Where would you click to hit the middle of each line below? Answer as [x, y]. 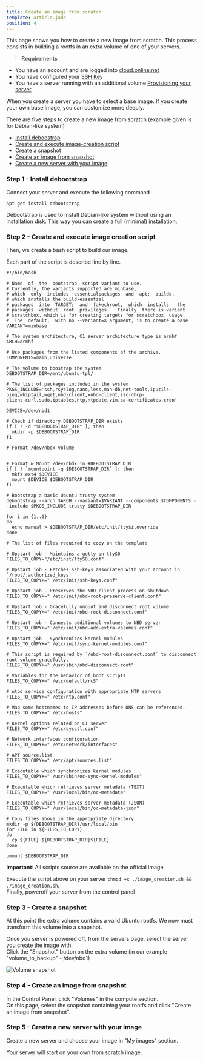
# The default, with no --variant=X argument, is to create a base [97, 320]
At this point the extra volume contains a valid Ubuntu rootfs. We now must [100, 921]
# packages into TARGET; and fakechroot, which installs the [96, 304]
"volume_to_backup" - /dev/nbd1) [48, 958]
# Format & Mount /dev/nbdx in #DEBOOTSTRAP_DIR [69, 463]
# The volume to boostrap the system [54, 368]
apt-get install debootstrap [43, 204]
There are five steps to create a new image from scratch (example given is [99, 119]
